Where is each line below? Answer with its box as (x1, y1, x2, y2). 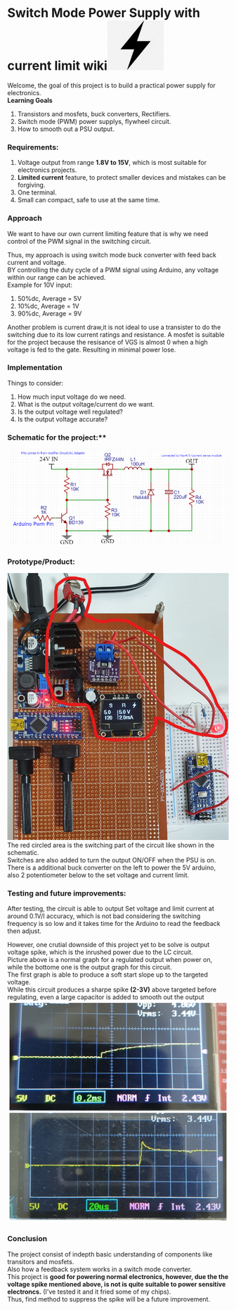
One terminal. (17, 188, 58, 197)
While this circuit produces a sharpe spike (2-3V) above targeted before (7, 985, 216, 994)
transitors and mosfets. (7, 1257, 74, 1266)
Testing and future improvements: (7, 888, 126, 898)
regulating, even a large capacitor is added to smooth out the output (7, 993, 204, 1001)
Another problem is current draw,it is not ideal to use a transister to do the (7, 323, 221, 331)
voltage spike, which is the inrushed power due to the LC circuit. (7, 948, 193, 956)
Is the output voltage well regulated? (17, 407, 123, 416)
